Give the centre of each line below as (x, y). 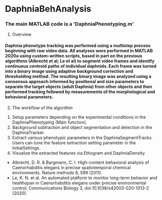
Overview (22, 34)
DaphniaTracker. (28, 132)
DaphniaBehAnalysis (48, 9)
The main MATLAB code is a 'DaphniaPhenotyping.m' (70, 24)
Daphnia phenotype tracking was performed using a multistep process (78, 46)
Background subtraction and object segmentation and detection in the (82, 127)
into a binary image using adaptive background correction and (69, 71)
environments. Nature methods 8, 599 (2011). (57, 172)
